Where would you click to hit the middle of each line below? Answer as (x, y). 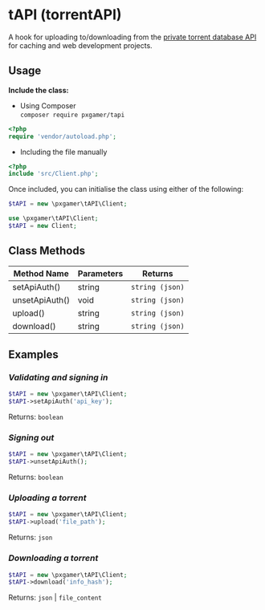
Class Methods (47, 251)
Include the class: (39, 90)
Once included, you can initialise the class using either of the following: (126, 189)
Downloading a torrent (53, 558)
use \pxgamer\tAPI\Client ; (53, 218)
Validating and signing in (58, 377)
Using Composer (48, 105)
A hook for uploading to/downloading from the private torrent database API (132, 37)
